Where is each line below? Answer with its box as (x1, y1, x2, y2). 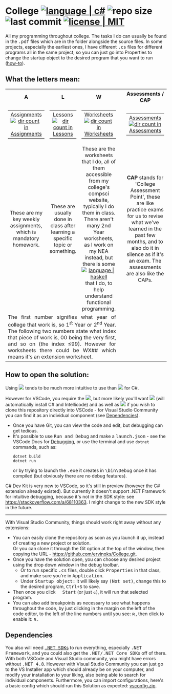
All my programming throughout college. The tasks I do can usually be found (5, 33, 167, 39)
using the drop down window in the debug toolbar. (12, 561, 119, 568)
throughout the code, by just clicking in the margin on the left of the (12, 605, 155, 611)
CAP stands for (127, 174, 164, 181)
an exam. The (128, 257, 162, 264)
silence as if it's (126, 251, 164, 258)
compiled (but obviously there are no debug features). (12, 472, 127, 479)
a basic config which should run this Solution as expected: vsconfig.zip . (5, 682, 157, 688)
